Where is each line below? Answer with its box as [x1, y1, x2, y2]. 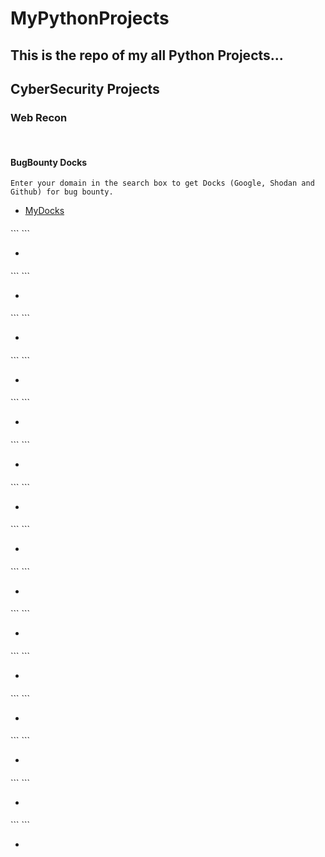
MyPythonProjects [10, 7, 170, 30]
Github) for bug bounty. [10, 187, 114, 197]
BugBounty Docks [10, 156, 88, 168]
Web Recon [10, 110, 68, 124]
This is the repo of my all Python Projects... [10, 47, 284, 64]
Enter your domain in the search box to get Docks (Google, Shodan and [10, 178, 315, 189]
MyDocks [24, 205, 65, 217]
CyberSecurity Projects [10, 80, 160, 97]
